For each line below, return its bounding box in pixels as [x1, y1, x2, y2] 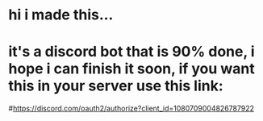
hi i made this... [8, 6, 114, 24]
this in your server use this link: [8, 77, 223, 95]
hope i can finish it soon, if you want [8, 60, 256, 78]
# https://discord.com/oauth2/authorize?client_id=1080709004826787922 [8, 103, 254, 114]
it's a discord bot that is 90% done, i [8, 43, 256, 61]
